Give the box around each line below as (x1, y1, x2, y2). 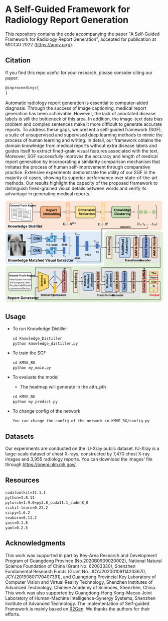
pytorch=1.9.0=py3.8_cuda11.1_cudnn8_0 (5, 500, 89, 505)
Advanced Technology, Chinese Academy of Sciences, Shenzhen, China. (5, 584, 156, 590)
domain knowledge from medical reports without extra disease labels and (5, 142, 157, 148)
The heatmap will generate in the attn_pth (20, 384, 106, 390)
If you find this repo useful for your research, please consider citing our (5, 69, 153, 75)
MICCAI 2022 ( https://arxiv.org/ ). (5, 41, 74, 47)
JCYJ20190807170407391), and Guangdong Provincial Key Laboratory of (5, 574, 156, 580)
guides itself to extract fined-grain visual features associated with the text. (5, 147, 159, 154)
